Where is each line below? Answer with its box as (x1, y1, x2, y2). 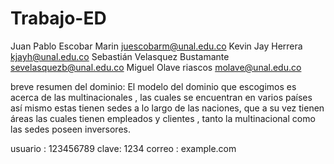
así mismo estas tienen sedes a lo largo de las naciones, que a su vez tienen (10, 102, 325, 114)
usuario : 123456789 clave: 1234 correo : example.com (10, 142, 237, 154)
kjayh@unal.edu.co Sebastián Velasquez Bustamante (10, 50, 230, 62)
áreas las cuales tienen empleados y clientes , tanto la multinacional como (10, 112, 316, 124)
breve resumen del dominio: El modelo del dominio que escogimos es (10, 80, 297, 92)
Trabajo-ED (10, 7, 107, 30)
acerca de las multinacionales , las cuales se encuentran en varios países (10, 91, 313, 103)
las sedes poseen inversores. (10, 123, 131, 135)
